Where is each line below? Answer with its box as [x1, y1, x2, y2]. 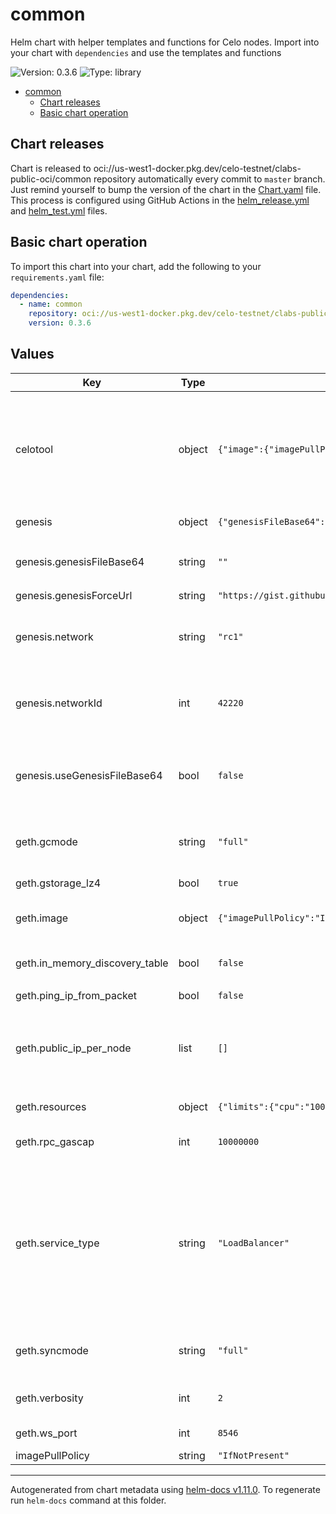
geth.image [15, 911, 69, 925]
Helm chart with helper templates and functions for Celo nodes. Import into [10, 36, 320, 48]
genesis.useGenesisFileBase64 [15, 768, 163, 782]
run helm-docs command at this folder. [10, 1494, 167, 1506]
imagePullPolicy [15, 1448, 90, 1462]
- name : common [19, 299, 83, 310]
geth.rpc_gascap [15, 1134, 95, 1148]
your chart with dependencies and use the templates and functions [10, 46, 282, 58]
